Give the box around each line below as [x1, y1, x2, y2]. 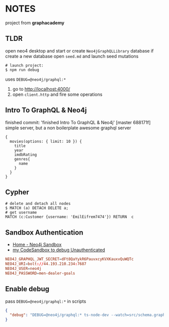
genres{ [14, 156, 30, 161]
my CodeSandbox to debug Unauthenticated [12, 247, 106, 253]
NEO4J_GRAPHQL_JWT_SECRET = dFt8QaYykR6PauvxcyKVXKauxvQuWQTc [5, 257, 134, 262]
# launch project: [5, 63, 44, 68]
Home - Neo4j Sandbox [12, 242, 62, 248]
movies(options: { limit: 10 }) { [10, 139, 82, 144]
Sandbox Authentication [5, 228, 83, 237]
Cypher [5, 188, 29, 196]
